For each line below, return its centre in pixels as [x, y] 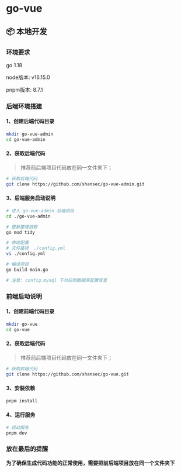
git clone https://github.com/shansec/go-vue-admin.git [75, 184]
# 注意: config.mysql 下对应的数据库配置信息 [57, 280]
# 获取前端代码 [22, 368]
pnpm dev [17, 433]
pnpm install [22, 401]
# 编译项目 [18, 264]
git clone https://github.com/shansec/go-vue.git [68, 374]
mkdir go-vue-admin [30, 134]
